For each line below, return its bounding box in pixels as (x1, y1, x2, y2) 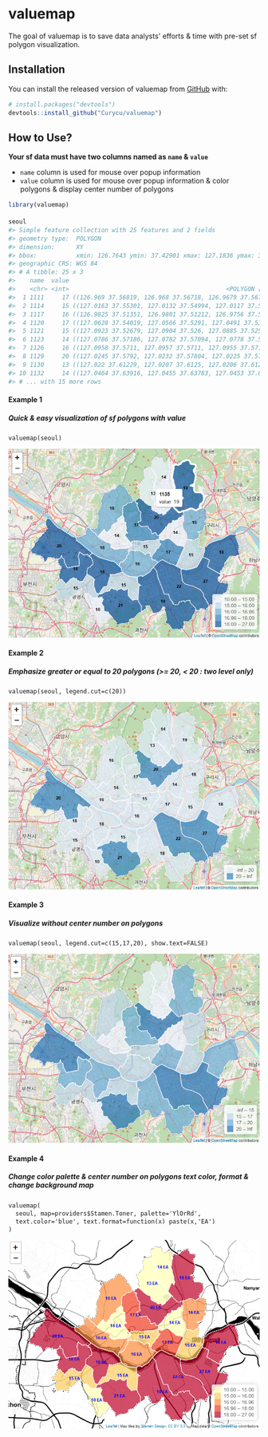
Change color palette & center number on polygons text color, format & (8, 1172, 249, 1182)
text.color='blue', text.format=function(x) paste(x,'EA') (15, 1218, 216, 1226)
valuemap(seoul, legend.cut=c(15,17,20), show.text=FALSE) (8, 939, 209, 948)
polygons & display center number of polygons (19, 184, 174, 194)
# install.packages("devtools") (8, 101, 116, 109)
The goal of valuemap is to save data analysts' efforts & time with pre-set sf (8, 31, 258, 41)
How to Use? (8, 131, 73, 144)
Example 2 (8, 648, 44, 658)
